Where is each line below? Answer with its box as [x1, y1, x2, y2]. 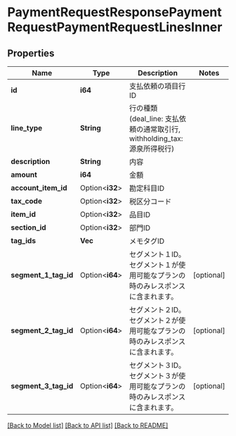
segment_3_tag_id [11, 381, 74, 391]
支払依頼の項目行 [129, 82, 186, 91]
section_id [11, 223, 47, 232]
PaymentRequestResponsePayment [7, 4, 223, 20]
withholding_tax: [129, 134, 183, 143]
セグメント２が [129, 316, 179, 325]
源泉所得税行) [129, 144, 174, 154]
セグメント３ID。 [129, 361, 186, 370]
